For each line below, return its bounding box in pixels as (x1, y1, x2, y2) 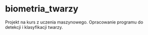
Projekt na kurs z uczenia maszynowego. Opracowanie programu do (5, 19, 144, 25)
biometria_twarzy (5, 3, 78, 14)
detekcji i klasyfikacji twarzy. (5, 24, 63, 30)
